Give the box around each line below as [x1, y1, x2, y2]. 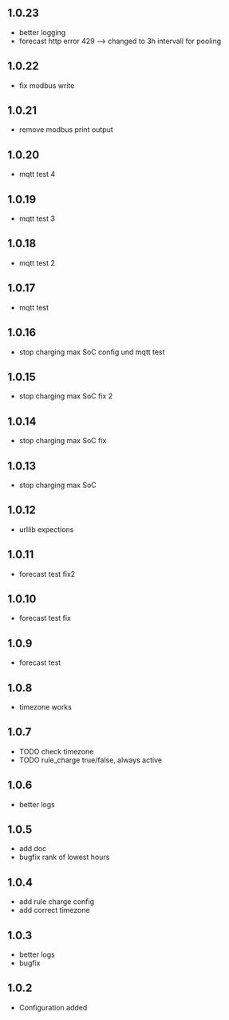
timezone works [18, 702, 73, 711]
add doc [18, 844, 47, 854]
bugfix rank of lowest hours [18, 852, 110, 862]
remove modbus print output [18, 125, 113, 134]
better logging [18, 27, 66, 37]
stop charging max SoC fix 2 [18, 391, 113, 401]
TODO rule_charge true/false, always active [18, 755, 163, 765]
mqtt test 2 [18, 258, 55, 267]
